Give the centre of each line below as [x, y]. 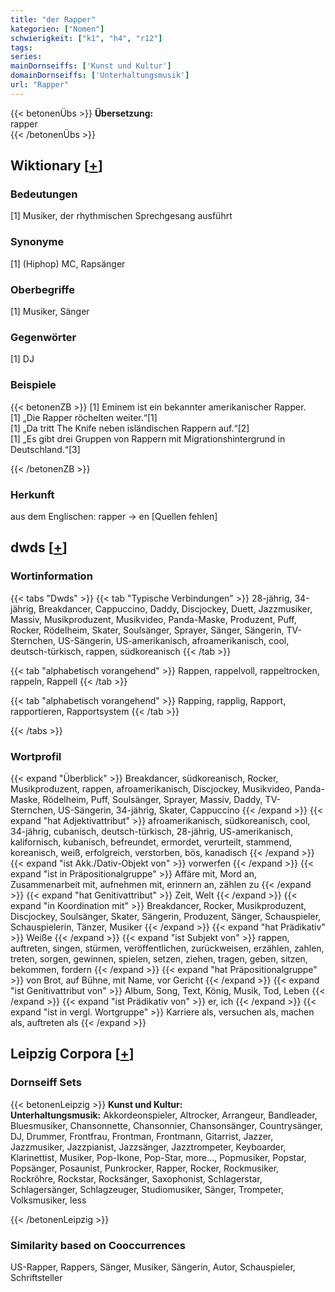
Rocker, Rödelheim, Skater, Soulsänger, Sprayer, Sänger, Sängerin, [147, 630]
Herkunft [32, 494]
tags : [21, 47]
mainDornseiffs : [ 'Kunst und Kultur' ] [91, 66]
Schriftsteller [36, 1277]
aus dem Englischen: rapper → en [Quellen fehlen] [114, 516]
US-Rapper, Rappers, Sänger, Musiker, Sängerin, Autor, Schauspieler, [153, 1267]
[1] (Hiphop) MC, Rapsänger [68, 263]
